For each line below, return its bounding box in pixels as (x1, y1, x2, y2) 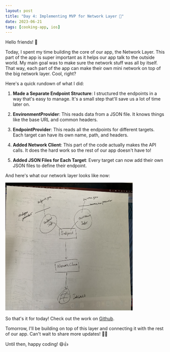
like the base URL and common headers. (12, 116, 98, 123)
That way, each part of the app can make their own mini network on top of (5, 65, 161, 72)
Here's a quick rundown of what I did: (5, 81, 84, 87)
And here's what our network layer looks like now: (5, 173, 110, 179)
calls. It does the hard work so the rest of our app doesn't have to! (12, 147, 152, 153)
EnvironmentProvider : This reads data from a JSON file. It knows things (12, 111, 164, 118)
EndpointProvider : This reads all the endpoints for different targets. (12, 127, 155, 133)
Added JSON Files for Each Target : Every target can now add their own (12, 157, 164, 163)
